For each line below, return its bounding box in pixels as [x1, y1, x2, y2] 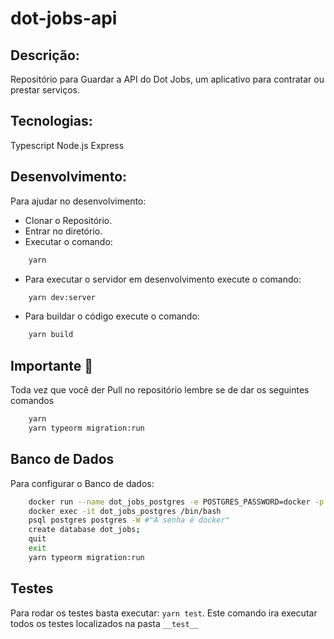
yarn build [28, 330, 74, 340]
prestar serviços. [10, 84, 80, 96]
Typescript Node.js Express [10, 139, 125, 151]
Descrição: [10, 47, 80, 64]
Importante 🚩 [10, 357, 93, 374]
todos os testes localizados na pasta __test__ [10, 617, 199, 629]
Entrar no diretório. [24, 225, 103, 237]
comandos [10, 395, 55, 407]
